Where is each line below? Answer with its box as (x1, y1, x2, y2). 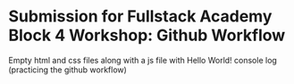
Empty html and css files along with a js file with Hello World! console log (8, 55, 278, 65)
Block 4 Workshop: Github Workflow (8, 25, 286, 46)
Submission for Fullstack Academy (8, 6, 273, 27)
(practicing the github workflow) (8, 64, 127, 75)
